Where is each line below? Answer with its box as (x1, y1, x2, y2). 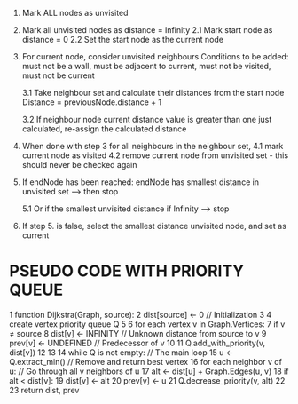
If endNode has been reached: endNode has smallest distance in (21, 177, 260, 187)
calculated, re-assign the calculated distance (21, 123, 187, 134)
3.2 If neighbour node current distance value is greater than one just (21, 115, 272, 124)
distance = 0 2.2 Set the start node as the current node (21, 35, 224, 44)
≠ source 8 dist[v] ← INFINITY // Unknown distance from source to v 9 (9, 328, 267, 338)
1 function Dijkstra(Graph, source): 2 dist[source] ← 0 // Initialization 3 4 (9, 309, 272, 320)
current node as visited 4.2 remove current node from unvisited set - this (21, 150, 289, 161)
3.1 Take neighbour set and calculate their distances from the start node (21, 88, 285, 98)
